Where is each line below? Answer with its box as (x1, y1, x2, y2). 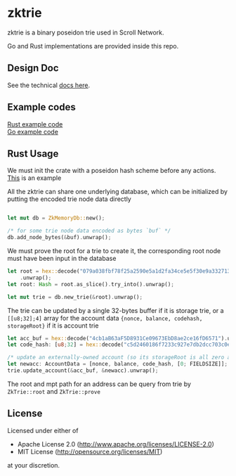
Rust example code (7, 120, 63, 128)
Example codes (7, 101, 76, 113)
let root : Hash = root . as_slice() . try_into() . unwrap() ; (7, 281, 174, 288)
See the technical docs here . (7, 81, 91, 89)
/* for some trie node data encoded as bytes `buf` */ (7, 227, 171, 235)
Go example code (7, 127, 58, 136)
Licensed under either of (7, 426, 79, 435)
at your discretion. (7, 461, 60, 469)
